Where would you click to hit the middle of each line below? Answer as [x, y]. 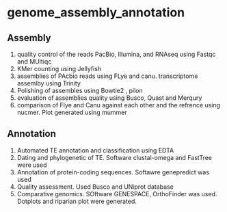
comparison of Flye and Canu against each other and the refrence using [119, 105]
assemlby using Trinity [49, 83]
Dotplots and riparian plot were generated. [77, 201]
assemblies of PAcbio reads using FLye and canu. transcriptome [107, 76]
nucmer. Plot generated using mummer [72, 112]
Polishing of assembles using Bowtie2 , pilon [80, 91]
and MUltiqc [34, 62]
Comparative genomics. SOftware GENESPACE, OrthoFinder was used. [117, 194]
